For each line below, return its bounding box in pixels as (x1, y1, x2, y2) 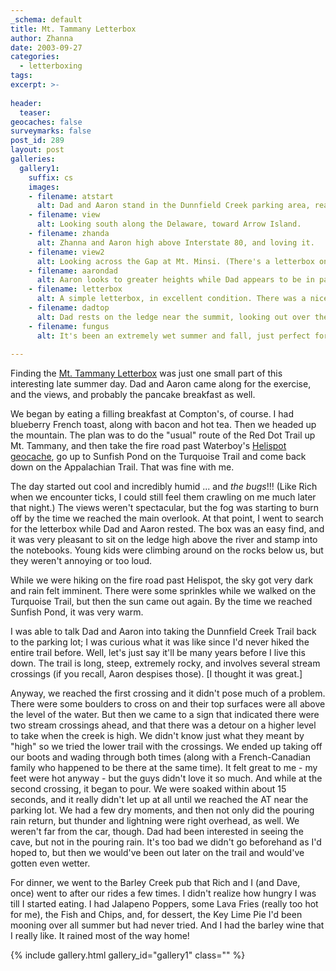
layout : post (10, 145, 65, 155)
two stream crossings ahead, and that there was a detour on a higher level (10, 719, 317, 731)
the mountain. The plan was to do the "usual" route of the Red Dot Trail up (10, 429, 316, 441)
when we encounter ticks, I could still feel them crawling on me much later (10, 491, 317, 503)
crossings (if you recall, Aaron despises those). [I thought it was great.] (10, 668, 303, 680)
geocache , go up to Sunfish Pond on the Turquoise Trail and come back (10, 451, 307, 463)
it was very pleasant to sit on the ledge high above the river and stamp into (10, 534, 318, 546)
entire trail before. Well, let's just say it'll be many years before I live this (10, 647, 306, 659)
